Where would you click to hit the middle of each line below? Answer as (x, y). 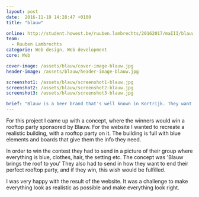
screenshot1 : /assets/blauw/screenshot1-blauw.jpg (70, 82)
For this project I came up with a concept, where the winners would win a (96, 121)
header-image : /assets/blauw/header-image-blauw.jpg (73, 72)
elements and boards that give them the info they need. (74, 139)
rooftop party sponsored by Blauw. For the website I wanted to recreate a (95, 127)
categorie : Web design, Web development (57, 50)
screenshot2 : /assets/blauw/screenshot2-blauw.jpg (70, 88)
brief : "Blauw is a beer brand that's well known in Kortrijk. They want (99, 104)
